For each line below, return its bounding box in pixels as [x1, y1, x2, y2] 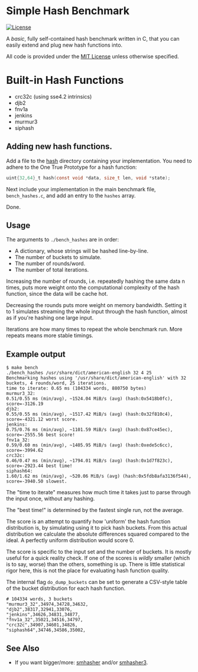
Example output [6, 349, 66, 359]
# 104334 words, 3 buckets [6, 596, 73, 602]
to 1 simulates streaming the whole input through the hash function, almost [6, 308, 188, 315]
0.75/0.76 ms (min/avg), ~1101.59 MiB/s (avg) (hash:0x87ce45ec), [6, 427, 173, 433]
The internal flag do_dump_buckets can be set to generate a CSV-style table [6, 579, 188, 586]
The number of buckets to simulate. [14, 254, 102, 261]
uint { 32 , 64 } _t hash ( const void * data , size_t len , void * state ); [6, 175, 171, 181]
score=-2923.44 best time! [6, 463, 73, 469]
